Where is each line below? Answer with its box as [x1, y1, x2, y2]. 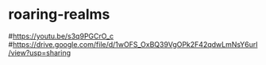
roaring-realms [8, 5, 110, 23]
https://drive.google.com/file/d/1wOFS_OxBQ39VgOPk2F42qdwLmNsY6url [12, 39, 258, 49]
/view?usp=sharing [8, 48, 71, 57]
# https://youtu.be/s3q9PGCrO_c [8, 31, 114, 41]
